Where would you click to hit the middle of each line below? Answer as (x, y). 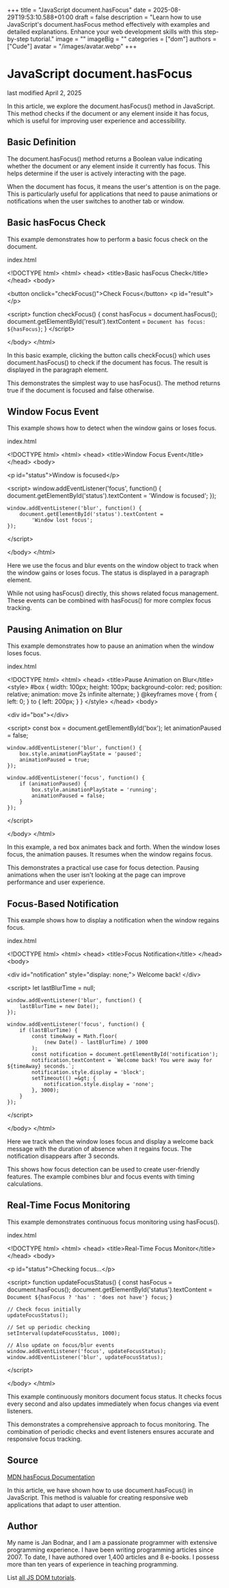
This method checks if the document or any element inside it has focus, (108, 113)
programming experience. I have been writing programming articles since (110, 1550)
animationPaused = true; (55, 760)
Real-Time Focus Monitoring (69, 1206)
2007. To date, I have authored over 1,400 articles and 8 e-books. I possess (113, 1557)
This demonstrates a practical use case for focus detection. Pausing (103, 868)
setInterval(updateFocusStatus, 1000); (64, 1333)
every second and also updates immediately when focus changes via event (113, 1404)
